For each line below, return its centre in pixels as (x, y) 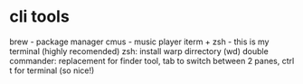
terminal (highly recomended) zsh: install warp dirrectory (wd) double (139, 51)
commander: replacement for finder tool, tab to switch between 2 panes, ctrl (152, 61)
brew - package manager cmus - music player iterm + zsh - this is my (139, 42)
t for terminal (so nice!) (52, 70)
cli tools (39, 17)
